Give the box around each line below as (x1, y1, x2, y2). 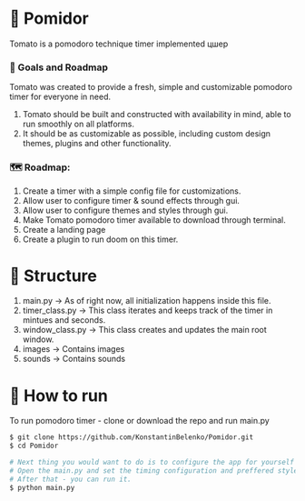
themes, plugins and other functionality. (22, 138, 172, 149)
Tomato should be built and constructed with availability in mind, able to (22, 109, 292, 120)
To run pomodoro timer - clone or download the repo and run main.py (9, 416, 270, 426)
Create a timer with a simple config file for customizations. (22, 185, 241, 196)
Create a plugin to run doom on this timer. (22, 234, 179, 245)
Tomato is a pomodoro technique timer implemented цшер (9, 38, 229, 49)
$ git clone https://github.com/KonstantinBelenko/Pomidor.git (9, 433, 254, 442)
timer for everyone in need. (9, 91, 112, 103)
